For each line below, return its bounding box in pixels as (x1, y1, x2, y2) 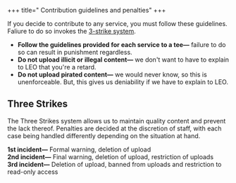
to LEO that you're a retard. (17, 63, 97, 71)
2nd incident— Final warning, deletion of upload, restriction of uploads (7, 152, 213, 161)
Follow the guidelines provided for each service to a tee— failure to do (17, 41, 226, 48)
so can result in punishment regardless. (17, 48, 132, 56)
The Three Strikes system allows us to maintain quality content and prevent (7, 116, 226, 125)
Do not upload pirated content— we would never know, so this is (17, 70, 208, 79)
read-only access (7, 168, 58, 176)
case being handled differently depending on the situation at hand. (7, 131, 201, 140)
